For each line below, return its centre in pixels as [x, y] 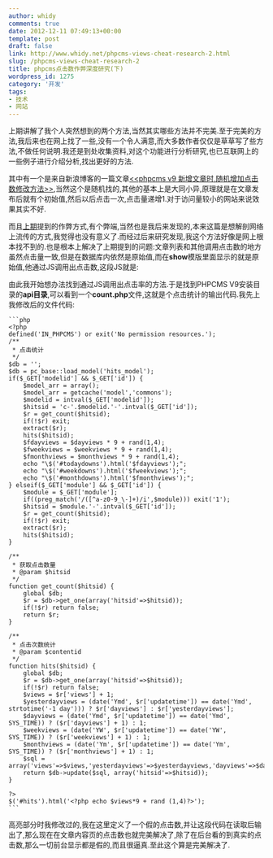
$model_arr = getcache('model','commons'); [98, 393]
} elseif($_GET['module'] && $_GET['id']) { [85, 486]
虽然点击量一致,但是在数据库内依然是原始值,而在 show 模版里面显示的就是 [130, 257]
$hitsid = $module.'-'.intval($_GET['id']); [100, 507]
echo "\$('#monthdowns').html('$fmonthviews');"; [109, 478]
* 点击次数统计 [34, 645]
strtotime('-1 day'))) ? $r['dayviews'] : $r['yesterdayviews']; [121, 709]
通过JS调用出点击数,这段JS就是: [86, 267]
